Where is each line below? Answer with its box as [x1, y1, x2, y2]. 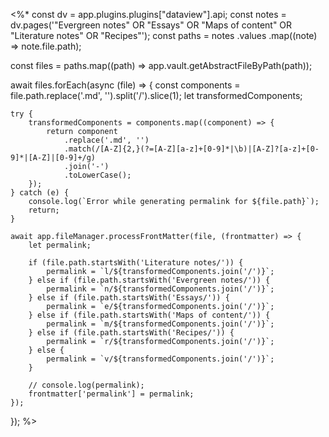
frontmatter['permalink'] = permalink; [28, 389, 195, 399]
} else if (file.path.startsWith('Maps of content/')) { [28, 310, 271, 320]
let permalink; [28, 240, 92, 250]
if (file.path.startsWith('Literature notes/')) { [28, 258, 244, 268]
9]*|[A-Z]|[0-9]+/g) [10, 153, 97, 163]
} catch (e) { [10, 188, 70, 198]
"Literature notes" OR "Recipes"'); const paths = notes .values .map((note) [10, 30, 318, 41]
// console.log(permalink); [28, 380, 145, 390]
